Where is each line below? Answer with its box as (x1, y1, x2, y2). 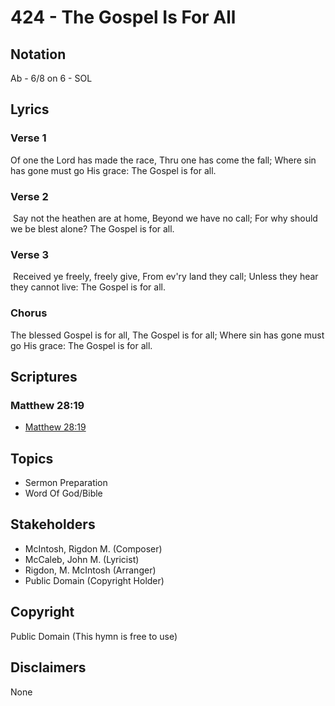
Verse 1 (10, 131, 47, 145)
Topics (10, 450, 54, 467)
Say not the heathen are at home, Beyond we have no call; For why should (12, 212, 318, 224)
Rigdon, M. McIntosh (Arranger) (24, 564, 157, 576)
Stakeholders (10, 516, 96, 533)
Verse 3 (10, 247, 49, 261)
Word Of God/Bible (24, 487, 103, 500)
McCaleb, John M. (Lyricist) (24, 553, 140, 565)
